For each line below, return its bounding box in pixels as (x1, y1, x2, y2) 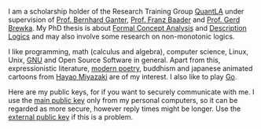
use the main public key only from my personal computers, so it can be (8, 96, 238, 105)
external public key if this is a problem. (8, 112, 134, 121)
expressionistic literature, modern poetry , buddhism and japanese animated (8, 64, 253, 73)
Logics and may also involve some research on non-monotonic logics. (8, 31, 235, 41)
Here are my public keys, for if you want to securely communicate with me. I (8, 87, 255, 97)
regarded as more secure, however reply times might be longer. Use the (8, 104, 241, 113)
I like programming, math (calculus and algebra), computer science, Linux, (8, 47, 249, 56)
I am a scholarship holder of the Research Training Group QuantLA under (8, 7, 244, 16)
